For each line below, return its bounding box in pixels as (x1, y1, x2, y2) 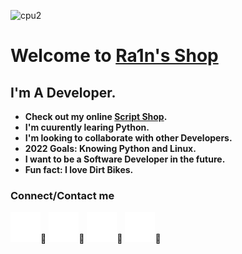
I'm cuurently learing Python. (24, 121, 150, 133)
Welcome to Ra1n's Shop (10, 45, 219, 67)
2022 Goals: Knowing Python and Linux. (24, 143, 197, 154)
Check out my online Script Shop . (24, 111, 168, 122)
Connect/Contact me (10, 188, 115, 202)
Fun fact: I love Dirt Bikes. (24, 164, 134, 175)
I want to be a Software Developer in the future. (24, 153, 226, 165)
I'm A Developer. (10, 84, 117, 101)
